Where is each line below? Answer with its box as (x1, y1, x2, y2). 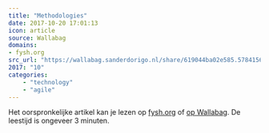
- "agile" (22, 85, 56, 94)
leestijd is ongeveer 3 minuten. (8, 116, 110, 126)
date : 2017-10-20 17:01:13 (8, 19, 98, 27)
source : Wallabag (8, 33, 66, 42)
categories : (8, 71, 48, 79)
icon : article (8, 26, 56, 34)
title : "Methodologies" (8, 11, 88, 20)
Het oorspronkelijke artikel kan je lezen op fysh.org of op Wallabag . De (8, 108, 241, 117)
